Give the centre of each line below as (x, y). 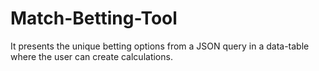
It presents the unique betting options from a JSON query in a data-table (160, 46)
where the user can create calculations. (91, 56)
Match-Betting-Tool (94, 18)
